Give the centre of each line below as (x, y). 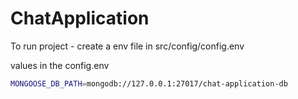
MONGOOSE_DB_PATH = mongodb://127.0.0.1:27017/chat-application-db (149, 83)
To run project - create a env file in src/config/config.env (127, 46)
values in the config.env (60, 65)
